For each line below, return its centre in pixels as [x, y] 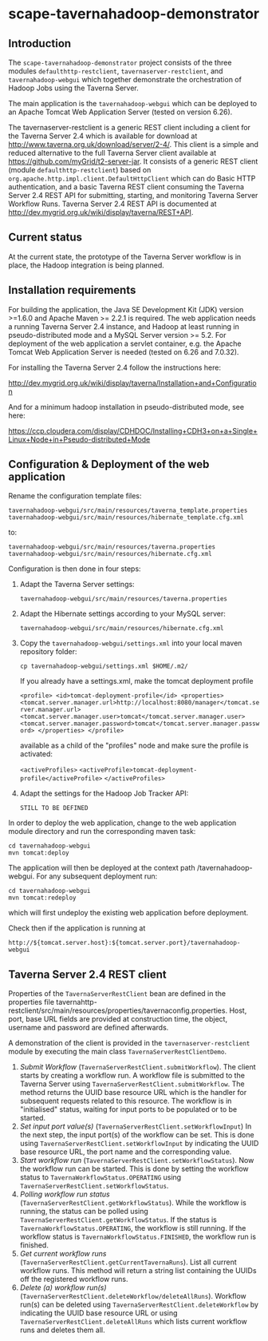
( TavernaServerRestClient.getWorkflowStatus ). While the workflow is [133, 1203]
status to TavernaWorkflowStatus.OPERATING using [100, 1177]
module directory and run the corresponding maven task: [102, 831]
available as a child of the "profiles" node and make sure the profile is [134, 746]
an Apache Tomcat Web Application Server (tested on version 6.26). [120, 112]
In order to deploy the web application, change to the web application [122, 823]
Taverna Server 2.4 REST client [87, 974]
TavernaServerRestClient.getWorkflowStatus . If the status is [118, 1220]
